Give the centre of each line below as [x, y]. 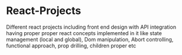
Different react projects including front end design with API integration [91, 27]
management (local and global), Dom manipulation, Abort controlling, [90, 39]
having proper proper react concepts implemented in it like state [84, 33]
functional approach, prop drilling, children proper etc [71, 46]
